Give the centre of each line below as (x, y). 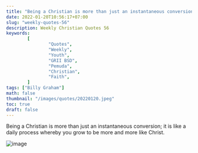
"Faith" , (59, 77)
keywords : (18, 33)
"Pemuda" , (60, 66)
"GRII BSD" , (63, 60)
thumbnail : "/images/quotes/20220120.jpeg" (60, 98)
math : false (21, 93)
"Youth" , (59, 55)
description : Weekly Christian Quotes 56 (58, 28)
